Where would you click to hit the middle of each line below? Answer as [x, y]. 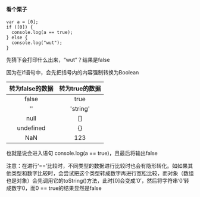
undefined [31, 128]
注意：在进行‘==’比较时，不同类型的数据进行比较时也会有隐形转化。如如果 [97, 166]
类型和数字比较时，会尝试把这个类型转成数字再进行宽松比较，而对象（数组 [102, 173]
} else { [17, 38]
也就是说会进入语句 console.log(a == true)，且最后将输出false [82, 153]
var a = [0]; [22, 22]
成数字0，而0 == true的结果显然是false [54, 188]
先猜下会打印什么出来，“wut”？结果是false [58, 60]
